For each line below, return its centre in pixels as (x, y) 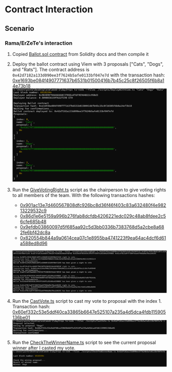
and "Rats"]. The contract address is (51, 69)
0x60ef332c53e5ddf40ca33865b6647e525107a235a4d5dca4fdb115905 (89, 312)
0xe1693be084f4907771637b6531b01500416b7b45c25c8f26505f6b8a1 (88, 80)
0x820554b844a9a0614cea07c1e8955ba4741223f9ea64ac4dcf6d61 (93, 238)
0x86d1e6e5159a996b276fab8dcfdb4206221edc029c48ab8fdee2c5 (93, 216)
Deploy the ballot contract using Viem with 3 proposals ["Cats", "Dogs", (88, 64)
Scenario (20, 28)
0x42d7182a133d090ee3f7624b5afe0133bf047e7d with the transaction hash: (89, 75)
